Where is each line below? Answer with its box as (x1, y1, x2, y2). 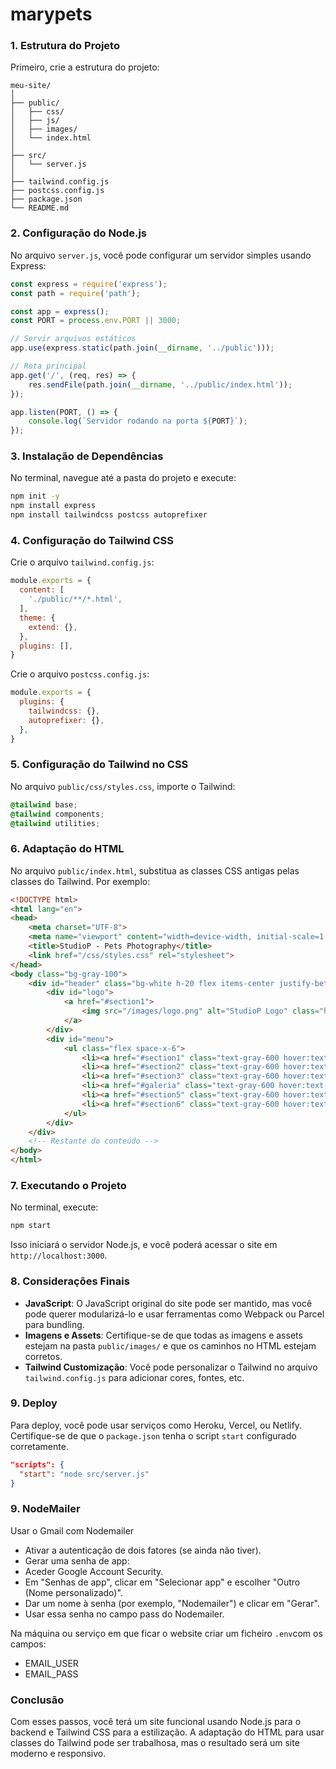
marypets (10, 3, 93, 26)
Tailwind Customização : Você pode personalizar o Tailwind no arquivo (24, 1361, 318, 1373)
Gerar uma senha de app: (24, 1554, 130, 1567)
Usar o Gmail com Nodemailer (10, 1524, 135, 1537)
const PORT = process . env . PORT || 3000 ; (10, 316, 182, 326)
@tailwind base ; (10, 799, 78, 810)
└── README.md (10, 203, 70, 213)
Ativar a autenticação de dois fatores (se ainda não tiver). (24, 1544, 262, 1556)
